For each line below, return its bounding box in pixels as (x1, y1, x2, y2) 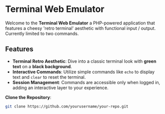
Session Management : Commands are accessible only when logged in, (12, 79, 160, 85)
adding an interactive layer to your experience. (12, 85, 109, 91)
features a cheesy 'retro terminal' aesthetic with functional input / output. (5, 25, 156, 31)
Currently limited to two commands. (5, 30, 79, 36)
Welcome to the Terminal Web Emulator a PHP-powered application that (5, 20, 155, 26)
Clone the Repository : (5, 94, 51, 100)
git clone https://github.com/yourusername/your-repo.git (5, 104, 128, 109)
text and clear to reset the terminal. (12, 74, 86, 80)
